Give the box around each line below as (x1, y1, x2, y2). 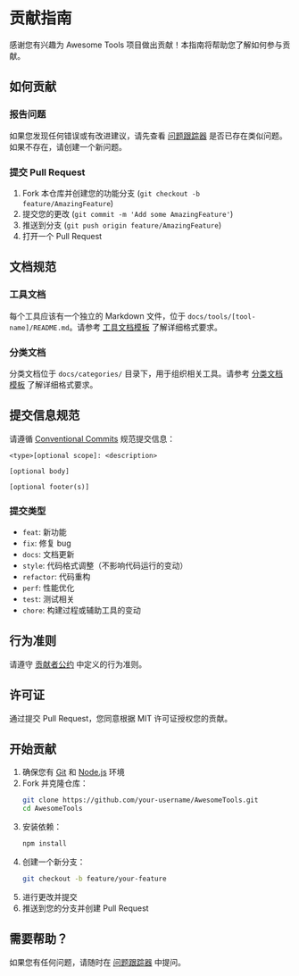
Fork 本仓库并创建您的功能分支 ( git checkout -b (21, 188, 201, 198)
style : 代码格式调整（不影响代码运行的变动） (21, 560, 188, 571)
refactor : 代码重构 (21, 571, 91, 582)
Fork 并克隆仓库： (21, 778, 89, 788)
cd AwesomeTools (21, 805, 83, 813)
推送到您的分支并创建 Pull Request (21, 903, 149, 913)
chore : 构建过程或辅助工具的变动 (21, 605, 141, 616)
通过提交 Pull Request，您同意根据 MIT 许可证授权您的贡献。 (9, 713, 233, 723)
